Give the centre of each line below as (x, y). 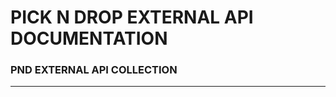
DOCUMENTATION (89, 38)
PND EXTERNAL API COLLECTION (94, 70)
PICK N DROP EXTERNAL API (132, 17)
